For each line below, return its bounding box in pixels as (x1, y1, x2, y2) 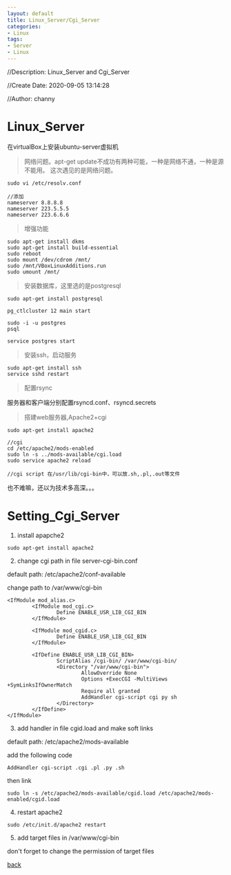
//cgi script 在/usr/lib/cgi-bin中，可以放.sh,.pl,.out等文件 (7, 470, 181, 478)
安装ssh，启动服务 (23, 350, 77, 359)
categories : (7, 23, 41, 30)
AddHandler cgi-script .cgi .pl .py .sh (7, 764, 125, 771)
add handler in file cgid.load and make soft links (17, 724, 154, 732)
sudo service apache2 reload (7, 457, 91, 464)
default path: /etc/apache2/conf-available (7, 570, 126, 578)
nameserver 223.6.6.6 (7, 211, 70, 218)
